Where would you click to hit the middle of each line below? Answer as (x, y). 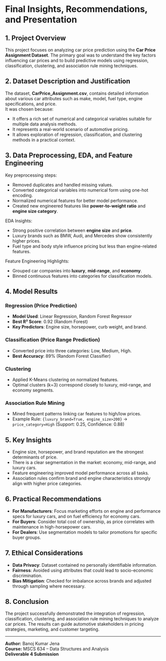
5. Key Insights (28, 440)
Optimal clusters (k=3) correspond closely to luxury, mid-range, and (82, 385)
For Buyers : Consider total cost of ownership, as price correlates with (83, 522)
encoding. (22, 195)
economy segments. (33, 390)
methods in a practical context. (44, 139)
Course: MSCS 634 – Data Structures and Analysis (57, 649)
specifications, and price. (31, 104)
